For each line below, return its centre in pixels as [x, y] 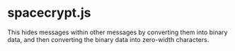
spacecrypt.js [49, 13]
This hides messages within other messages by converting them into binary [117, 32]
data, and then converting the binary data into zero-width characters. [108, 39]
